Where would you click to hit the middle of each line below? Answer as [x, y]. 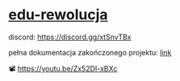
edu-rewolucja [58, 15]
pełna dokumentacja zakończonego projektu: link [90, 52]
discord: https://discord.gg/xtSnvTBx [70, 37]
